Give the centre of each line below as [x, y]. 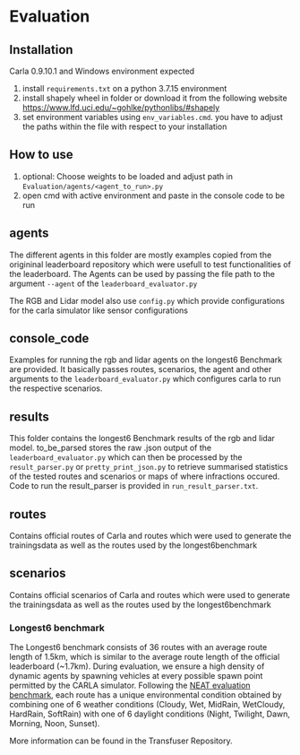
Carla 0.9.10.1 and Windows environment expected [102, 71]
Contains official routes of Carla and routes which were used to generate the [150, 536]
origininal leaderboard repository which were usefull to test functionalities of [150, 264]
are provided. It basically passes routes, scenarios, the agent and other [141, 369]
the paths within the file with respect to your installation [124, 126]
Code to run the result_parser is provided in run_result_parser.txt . [134, 486]
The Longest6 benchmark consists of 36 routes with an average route [138, 647]
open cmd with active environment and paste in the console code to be [153, 195]
